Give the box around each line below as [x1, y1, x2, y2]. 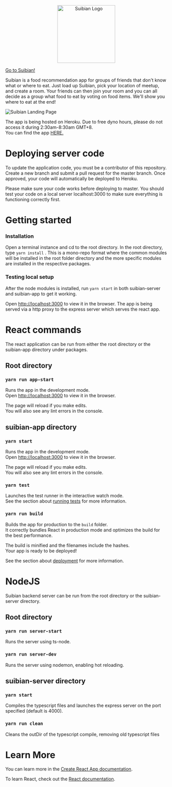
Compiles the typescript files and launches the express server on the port [5, 702, 161, 708]
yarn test [5, 482, 30, 488]
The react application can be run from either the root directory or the [5, 341, 150, 347]
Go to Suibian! [5, 67, 35, 73]
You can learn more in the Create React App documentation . [5, 766, 133, 772]
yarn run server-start [5, 628, 62, 634]
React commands [5, 324, 82, 336]
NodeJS [5, 575, 40, 587]
